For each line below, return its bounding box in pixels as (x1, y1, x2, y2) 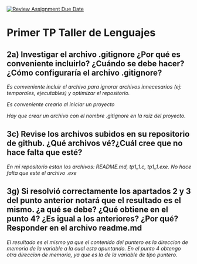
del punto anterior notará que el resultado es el (6, 195, 181, 205)
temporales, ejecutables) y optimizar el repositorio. (6, 90, 130, 96)
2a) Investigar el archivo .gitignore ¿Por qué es (6, 49, 181, 59)
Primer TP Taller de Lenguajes (6, 26, 156, 39)
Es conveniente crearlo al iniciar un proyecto (6, 101, 115, 108)
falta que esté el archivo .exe (6, 169, 77, 176)
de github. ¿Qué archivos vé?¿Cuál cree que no (6, 138, 183, 148)
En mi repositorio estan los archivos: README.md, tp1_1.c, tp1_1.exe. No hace (6, 163, 192, 170)
